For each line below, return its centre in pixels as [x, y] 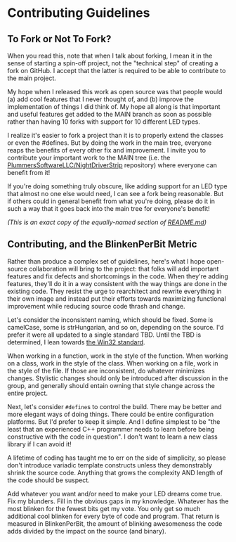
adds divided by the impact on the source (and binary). [87, 531]
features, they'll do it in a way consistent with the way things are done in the [117, 283]
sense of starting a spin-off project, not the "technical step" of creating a [113, 63]
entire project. [27, 393]
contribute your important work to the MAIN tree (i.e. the [89, 157]
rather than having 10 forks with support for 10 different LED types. [104, 122]
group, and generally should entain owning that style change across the [111, 385]
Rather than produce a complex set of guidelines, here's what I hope [106, 261]
